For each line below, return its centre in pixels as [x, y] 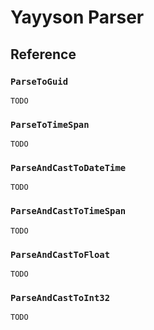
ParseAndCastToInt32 [60, 297]
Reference [43, 54]
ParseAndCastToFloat [60, 254]
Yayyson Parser [77, 17]
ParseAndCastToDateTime [68, 168]
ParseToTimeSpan [50, 124]
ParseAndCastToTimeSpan [68, 211]
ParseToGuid [39, 81]
